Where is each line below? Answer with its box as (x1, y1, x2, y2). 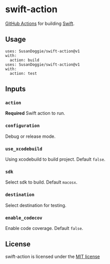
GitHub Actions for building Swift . (5, 20, 75, 26)
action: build (10, 57, 39, 63)
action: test (10, 71, 37, 76)
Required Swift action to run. (5, 110, 66, 116)
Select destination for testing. (5, 202, 67, 208)
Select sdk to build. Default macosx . (5, 179, 78, 185)
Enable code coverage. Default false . (5, 225, 83, 231)
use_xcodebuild (5, 146, 43, 152)
